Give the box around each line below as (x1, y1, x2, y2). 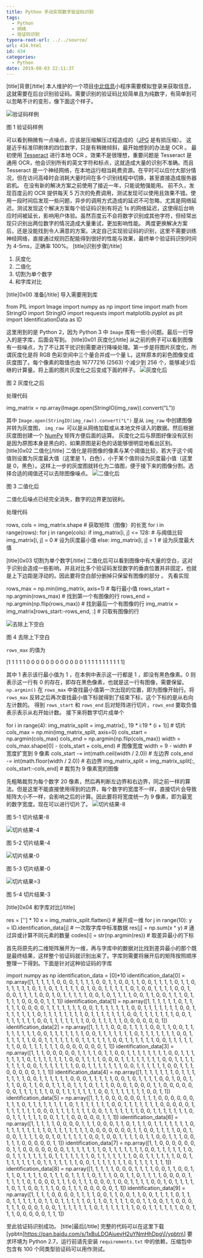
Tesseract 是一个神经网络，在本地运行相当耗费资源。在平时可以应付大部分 (6, 167, 192, 174)
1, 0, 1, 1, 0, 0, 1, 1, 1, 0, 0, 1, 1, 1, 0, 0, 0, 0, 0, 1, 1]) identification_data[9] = (6, 1185, 185, 1192)
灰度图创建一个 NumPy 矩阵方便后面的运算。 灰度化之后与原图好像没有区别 (6, 432, 193, 440)
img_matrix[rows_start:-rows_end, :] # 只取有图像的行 (6, 607, 140, 615)
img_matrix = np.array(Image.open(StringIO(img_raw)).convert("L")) (6, 404, 175, 412)
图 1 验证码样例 (6, 124, 43, 131)
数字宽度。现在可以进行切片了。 (11, 801, 91, 808)
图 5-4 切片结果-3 (6, 891, 51, 898)
